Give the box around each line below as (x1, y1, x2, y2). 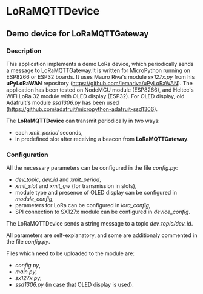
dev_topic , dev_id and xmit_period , (15, 176, 101, 183)
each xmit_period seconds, (15, 129, 83, 136)
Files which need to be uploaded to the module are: (6, 250, 135, 257)
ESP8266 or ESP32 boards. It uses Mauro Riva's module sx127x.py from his (6, 73, 195, 80)
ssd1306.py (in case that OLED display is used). (15, 281, 135, 289)
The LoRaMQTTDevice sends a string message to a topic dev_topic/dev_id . (6, 220, 193, 227)
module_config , (15, 195, 55, 202)
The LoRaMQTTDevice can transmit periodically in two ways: (6, 117, 160, 124)
